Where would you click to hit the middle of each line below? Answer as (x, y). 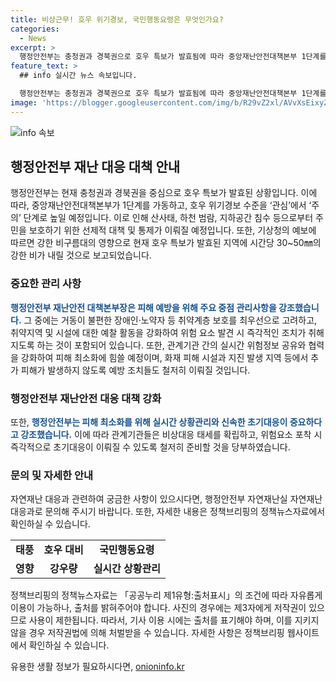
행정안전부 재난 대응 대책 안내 (95, 167)
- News (33, 38)
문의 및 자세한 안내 (52, 475)
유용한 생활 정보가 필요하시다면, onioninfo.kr (97, 667)
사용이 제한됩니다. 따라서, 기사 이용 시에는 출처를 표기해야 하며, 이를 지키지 (174, 620)
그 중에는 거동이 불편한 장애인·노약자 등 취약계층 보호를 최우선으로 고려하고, (170, 320)
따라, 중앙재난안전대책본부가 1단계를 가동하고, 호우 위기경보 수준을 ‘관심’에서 (158, 205)
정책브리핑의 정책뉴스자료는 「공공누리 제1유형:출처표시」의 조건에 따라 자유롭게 (166, 595)
